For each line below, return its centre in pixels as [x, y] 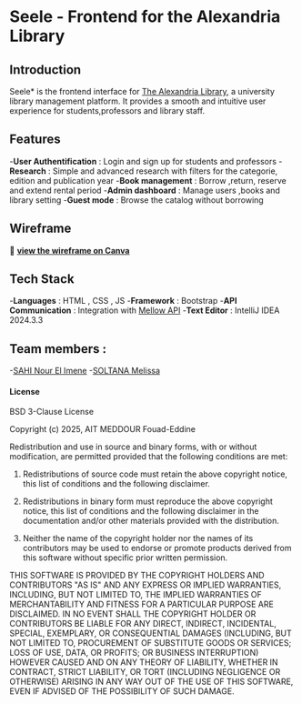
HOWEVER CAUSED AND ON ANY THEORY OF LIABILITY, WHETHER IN [144, 662]
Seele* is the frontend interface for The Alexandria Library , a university [142, 91]
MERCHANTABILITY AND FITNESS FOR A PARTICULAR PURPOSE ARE [142, 604]
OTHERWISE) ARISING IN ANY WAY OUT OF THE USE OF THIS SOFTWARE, [151, 682]
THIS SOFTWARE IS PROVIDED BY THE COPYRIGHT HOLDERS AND [137, 576]
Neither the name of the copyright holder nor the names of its [138, 538]
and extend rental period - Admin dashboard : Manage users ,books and [145, 190]
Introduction [45, 70]
